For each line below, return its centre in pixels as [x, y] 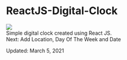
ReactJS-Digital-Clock [62, 11]
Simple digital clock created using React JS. [59, 33]
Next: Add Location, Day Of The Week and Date [63, 39]
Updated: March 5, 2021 [35, 51]
